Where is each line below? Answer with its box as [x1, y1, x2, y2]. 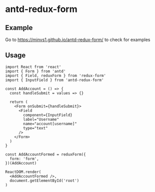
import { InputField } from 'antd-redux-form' [5, 77, 104, 82]
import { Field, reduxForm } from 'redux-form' [5, 73, 106, 78]
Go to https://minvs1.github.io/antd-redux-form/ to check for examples [5, 36, 150, 42]
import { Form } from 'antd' [5, 68, 66, 73]
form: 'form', [9, 156, 39, 161]
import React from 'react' [5, 64, 61, 69]
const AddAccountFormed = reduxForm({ [5, 151, 86, 157]
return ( [9, 99, 28, 104]
